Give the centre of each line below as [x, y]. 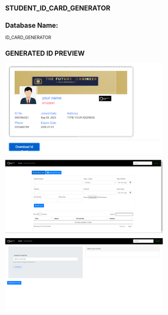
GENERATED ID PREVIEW [45, 53]
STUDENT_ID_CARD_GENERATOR [58, 8]
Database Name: [32, 25]
